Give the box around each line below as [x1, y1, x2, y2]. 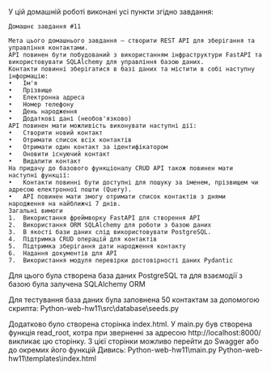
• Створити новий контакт [8, 129, 104, 137]
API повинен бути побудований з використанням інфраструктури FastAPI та [8, 51, 263, 59]
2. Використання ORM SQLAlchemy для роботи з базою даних [8, 221, 212, 229]
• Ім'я [8, 79, 38, 87]
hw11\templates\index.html [8, 354, 97, 363]
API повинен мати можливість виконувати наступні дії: [8, 122, 197, 130]
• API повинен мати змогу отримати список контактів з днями [8, 193, 227, 201]
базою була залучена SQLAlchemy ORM [8, 279, 146, 288]
